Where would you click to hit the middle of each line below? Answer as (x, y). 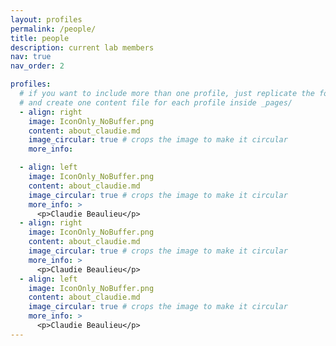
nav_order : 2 (37, 66)
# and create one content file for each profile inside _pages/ (156, 102)
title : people (40, 38)
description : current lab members (82, 47)
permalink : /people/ (53, 29)
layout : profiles (46, 19)
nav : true (31, 57)
